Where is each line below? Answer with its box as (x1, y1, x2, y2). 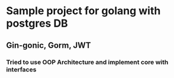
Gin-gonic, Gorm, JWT (6, 40, 91, 50)
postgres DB (6, 17, 68, 30)
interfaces (6, 65, 37, 73)
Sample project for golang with (6, 4, 161, 18)
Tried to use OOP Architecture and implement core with (6, 58, 169, 66)
